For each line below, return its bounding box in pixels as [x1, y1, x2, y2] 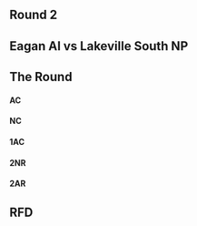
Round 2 [9, 7, 57, 23]
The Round [9, 69, 73, 85]
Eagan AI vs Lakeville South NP [9, 38, 189, 54]
